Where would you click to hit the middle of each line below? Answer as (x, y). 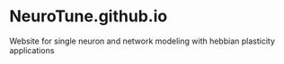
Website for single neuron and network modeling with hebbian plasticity (142, 41)
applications (32, 50)
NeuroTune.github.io (89, 16)
